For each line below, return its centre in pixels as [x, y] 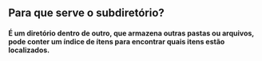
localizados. [29, 50]
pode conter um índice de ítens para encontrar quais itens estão [117, 41]
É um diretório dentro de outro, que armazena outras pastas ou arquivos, [131, 33]
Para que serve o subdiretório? [87, 13]
